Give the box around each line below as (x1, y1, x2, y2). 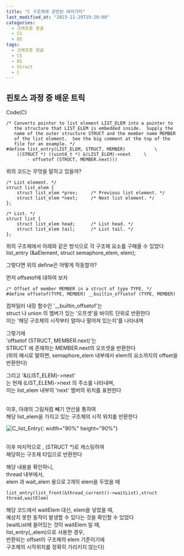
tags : (6, 42, 20, 48)
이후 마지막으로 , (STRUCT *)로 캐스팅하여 (6, 443, 105, 450)
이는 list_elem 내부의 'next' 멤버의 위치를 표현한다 (6, 386, 121, 394)
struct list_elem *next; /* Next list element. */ (17, 195, 155, 202)
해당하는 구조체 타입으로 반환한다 (6, 451, 83, 458)
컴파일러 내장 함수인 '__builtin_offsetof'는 (6, 302, 102, 309)
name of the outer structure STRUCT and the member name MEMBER (14, 131, 176, 137)
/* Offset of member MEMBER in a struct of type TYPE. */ (6, 286, 152, 292)
